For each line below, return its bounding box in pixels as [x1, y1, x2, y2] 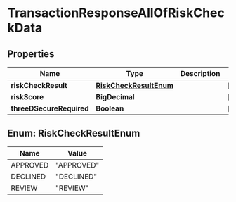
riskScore [11, 92, 44, 101]
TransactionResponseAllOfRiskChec [7, 5, 225, 21]
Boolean [96, 103, 124, 113]
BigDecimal [96, 92, 135, 101]
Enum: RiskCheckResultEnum [7, 127, 140, 139]
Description [180, 69, 221, 78]
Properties [7, 48, 55, 60]
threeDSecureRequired [11, 103, 89, 113]
